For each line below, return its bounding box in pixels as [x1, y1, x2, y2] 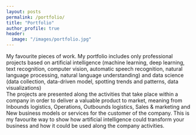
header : [6, 31, 26, 37]
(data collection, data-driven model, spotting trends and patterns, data [6, 78, 179, 85]
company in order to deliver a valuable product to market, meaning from [6, 97, 182, 104]
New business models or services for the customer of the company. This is [6, 109, 190, 117]
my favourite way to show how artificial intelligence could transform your [6, 116, 185, 123]
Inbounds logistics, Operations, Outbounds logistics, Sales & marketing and [6, 103, 191, 110]
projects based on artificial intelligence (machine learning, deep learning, [6, 59, 185, 66]
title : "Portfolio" [6, 20, 55, 26]
